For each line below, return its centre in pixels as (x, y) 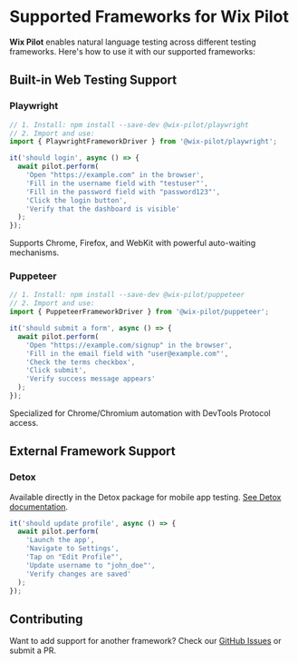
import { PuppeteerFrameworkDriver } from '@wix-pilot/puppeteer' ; (139, 312)
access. (24, 422)
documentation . (39, 507)
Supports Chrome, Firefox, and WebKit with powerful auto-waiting (133, 243)
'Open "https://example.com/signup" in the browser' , (129, 345)
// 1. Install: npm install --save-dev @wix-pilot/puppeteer (127, 295)
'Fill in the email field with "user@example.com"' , (127, 353)
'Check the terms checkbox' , (81, 362)
